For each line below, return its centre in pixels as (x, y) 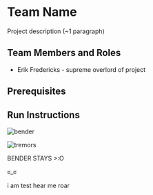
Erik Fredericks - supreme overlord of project (81, 69)
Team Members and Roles (64, 53)
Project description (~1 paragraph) (56, 31)
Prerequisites (37, 92)
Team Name (42, 12)
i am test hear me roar (39, 185)
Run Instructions (44, 115)
